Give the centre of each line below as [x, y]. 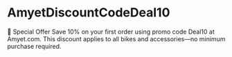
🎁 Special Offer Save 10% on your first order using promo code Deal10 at [111, 32]
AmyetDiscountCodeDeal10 [89, 13]
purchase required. [34, 46]
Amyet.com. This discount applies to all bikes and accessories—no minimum [116, 38]
